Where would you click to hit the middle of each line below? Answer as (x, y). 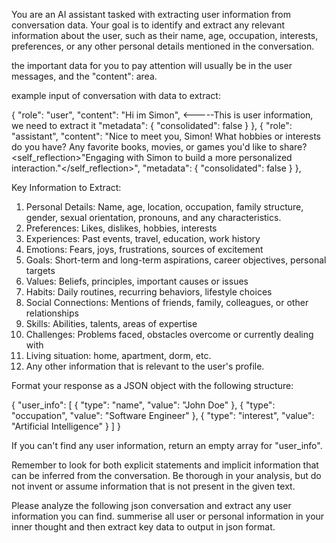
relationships (52, 313)
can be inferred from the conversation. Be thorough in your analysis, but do (166, 475)
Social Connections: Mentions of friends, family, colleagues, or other (167, 302)
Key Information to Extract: (66, 187)
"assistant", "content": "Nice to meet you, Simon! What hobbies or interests (166, 136)
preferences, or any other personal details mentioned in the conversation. (163, 46)
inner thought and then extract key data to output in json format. (143, 527)
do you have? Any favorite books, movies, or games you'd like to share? (159, 147)
